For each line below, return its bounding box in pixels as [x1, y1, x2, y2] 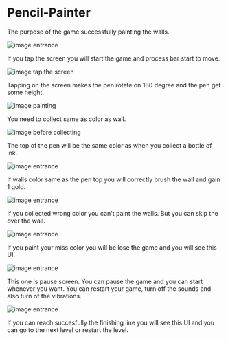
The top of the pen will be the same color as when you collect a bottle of [7, 141, 212, 149]
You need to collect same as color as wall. [7, 115, 126, 123]
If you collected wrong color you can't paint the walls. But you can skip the [7, 209, 218, 217]
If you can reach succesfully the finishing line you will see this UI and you [7, 318, 215, 327]
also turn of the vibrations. [7, 291, 82, 300]
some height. [7, 88, 45, 96]
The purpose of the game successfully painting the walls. [7, 27, 170, 36]
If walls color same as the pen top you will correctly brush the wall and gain [7, 175, 220, 184]
